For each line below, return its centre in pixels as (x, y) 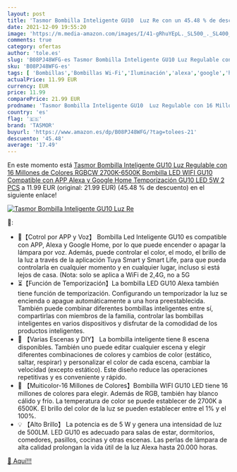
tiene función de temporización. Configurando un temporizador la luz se (122, 294)
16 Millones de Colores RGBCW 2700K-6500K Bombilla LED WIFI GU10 (110, 173)
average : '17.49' (33, 145)
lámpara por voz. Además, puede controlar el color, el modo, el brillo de (122, 253)
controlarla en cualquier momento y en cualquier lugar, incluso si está (119, 267)
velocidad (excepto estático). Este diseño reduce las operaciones (113, 370)
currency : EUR (28, 86)
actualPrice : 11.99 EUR (42, 79)
